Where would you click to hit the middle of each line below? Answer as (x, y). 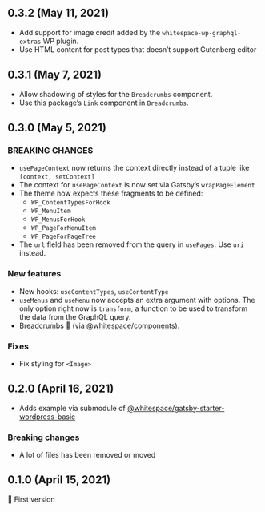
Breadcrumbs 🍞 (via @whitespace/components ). (99, 325)
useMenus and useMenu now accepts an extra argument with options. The (137, 300)
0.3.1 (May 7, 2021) (54, 75)
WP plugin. (61, 41)
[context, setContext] (57, 177)
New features (34, 274)
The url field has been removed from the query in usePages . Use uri (132, 244)
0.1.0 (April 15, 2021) (59, 480)
